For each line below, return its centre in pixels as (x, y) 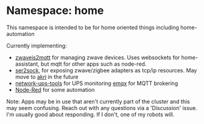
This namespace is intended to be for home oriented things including (93, 27)
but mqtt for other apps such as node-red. (93, 64)
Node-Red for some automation (55, 89)
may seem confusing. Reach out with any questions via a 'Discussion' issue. (102, 108)
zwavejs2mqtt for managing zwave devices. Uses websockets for (97, 57)
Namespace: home (55, 11)
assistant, (27, 64)
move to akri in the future (47, 77)
